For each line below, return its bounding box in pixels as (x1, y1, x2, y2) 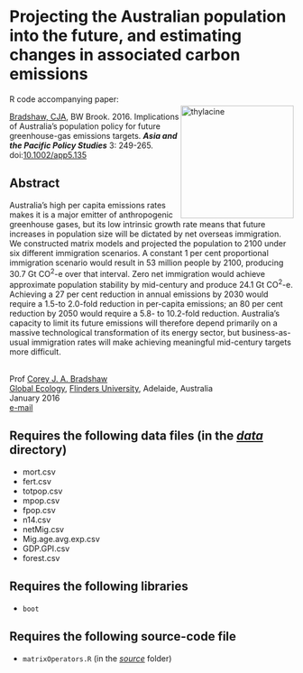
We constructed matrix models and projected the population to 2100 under (9, 237, 287, 249)
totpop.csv (22, 485, 63, 496)
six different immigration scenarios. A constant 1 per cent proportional (9, 247, 269, 258)
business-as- (242, 327, 291, 338)
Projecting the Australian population (9, 6, 287, 27)
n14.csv (22, 514, 51, 525)
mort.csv (22, 466, 56, 477)
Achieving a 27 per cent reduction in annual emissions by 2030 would (9, 289, 269, 300)
